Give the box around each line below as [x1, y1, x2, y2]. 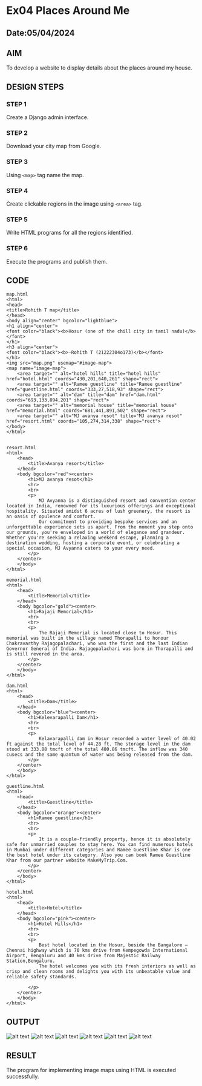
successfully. [6, 1073, 39, 1080]
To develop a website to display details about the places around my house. [6, 64, 192, 71]
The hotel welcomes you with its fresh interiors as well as [38, 963, 197, 969]
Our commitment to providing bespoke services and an [38, 519, 177, 525]
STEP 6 [6, 244, 28, 253]
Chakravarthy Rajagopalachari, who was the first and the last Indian [6, 640, 188, 647]
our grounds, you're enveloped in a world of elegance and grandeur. [6, 530, 186, 536]
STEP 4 [6, 186, 28, 195]
